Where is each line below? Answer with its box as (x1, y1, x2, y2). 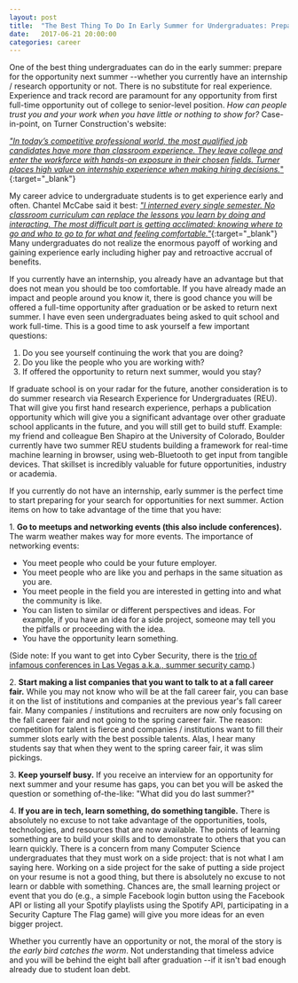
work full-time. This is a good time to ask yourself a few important (9, 321, 250, 332)
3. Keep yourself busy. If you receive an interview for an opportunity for (9, 769, 273, 781)
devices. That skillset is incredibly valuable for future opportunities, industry (9, 459, 286, 470)
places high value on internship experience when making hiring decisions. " (9, 164, 285, 175)
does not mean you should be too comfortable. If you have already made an (9, 283, 286, 294)
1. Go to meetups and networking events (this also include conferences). (9, 522, 282, 532)
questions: (9, 330, 48, 342)
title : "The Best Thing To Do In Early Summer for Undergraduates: (9, 21, 268, 30)
